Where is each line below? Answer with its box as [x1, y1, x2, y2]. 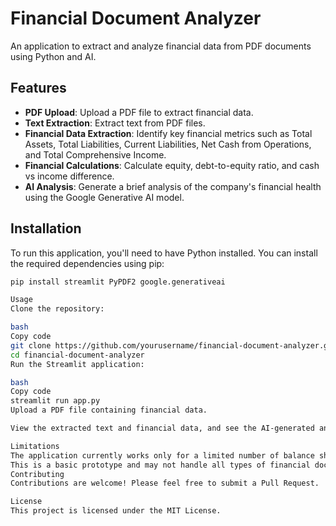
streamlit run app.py [10, 396, 101, 406]
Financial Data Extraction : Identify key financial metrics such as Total [24, 127, 313, 139]
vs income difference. [24, 170, 115, 182]
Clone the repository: [10, 304, 105, 314]
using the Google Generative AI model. [24, 191, 185, 203]
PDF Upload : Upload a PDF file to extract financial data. [24, 106, 254, 118]
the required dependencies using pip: [10, 257, 165, 269]
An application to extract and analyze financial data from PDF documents [10, 40, 312, 52]
